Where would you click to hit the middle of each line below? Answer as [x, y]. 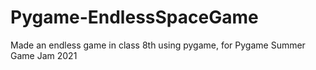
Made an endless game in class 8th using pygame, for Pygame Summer [158, 45]
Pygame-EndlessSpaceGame [134, 17]
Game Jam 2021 [44, 55]
